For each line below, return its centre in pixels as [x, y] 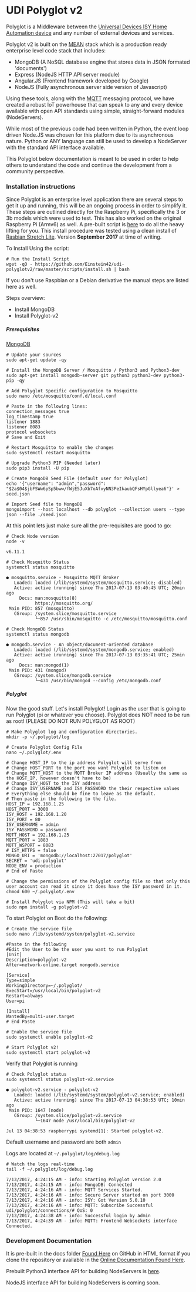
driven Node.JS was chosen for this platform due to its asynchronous [90, 135]
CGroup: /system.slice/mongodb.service [62, 676]
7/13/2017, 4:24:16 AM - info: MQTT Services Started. [75, 1190]
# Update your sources [34, 355]
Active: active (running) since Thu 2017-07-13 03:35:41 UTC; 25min [99, 655]
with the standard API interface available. [56, 147]
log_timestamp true [30, 417]
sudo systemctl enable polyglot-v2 [50, 1037]
